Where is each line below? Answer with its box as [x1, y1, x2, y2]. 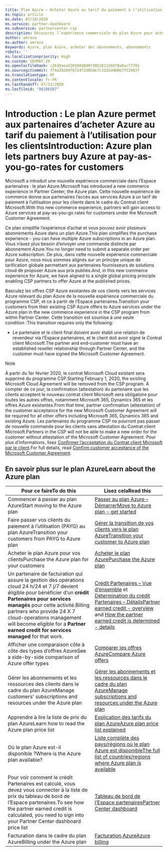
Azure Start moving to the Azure [7, 502, 82, 509]
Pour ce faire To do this [21, 487, 76, 494]
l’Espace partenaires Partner [94, 799, 160, 806]
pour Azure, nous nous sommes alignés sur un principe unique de [5, 257, 141, 263]
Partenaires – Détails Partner [94, 598, 160, 605]
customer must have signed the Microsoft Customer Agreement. [12, 351, 145, 357]
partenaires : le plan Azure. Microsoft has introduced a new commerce [5, 183, 149, 189]
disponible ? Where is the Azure [7, 750, 81, 757]
